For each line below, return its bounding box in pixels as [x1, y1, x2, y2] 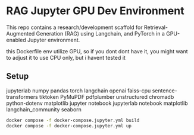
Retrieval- [143, 24, 168, 31]
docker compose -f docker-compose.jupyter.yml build [6, 117, 140, 123]
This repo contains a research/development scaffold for [6, 24, 143, 31]
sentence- [152, 87, 177, 94]
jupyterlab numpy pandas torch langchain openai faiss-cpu [6, 87, 151, 94]
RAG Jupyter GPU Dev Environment [6, 4, 184, 18]
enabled [6, 36, 26, 43]
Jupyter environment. [27, 36, 80, 43]
